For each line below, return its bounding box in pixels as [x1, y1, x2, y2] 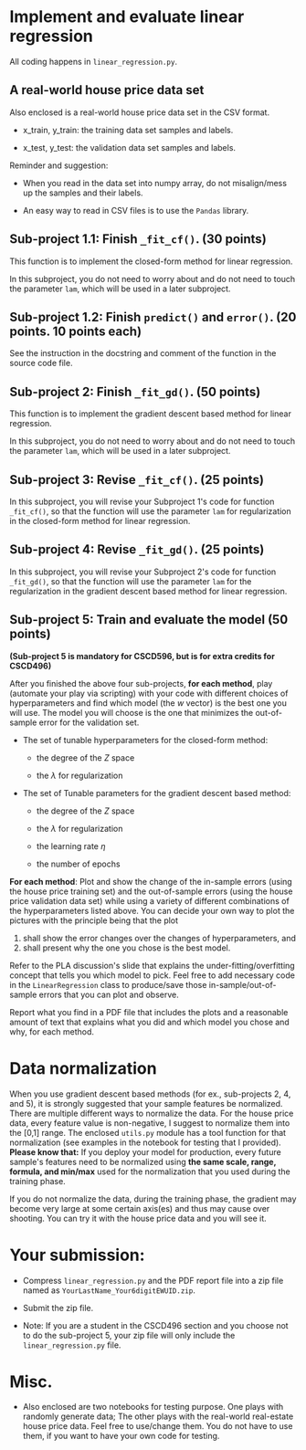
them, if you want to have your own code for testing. [22, 1431, 220, 1442]
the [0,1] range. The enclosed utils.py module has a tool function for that [9, 1127, 286, 1138]
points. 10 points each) [9, 323, 142, 339]
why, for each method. [9, 1025, 94, 1037]
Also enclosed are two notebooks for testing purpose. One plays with [22, 1402, 284, 1413]
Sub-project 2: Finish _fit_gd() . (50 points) [9, 384, 261, 399]
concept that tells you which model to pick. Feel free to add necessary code [9, 970, 295, 981]
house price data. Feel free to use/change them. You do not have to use [22, 1421, 293, 1432]
